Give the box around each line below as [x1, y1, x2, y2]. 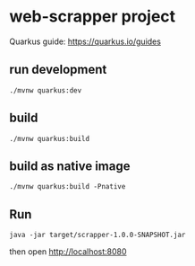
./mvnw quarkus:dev [9, 85, 82, 95]
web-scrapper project [9, 6, 176, 27]
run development [9, 62, 107, 77]
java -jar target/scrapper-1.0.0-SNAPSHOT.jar [9, 231, 186, 240]
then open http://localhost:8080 [9, 246, 127, 257]
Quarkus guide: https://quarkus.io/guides [9, 36, 161, 47]
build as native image [9, 158, 131, 173]
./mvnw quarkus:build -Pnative [9, 182, 126, 191]
